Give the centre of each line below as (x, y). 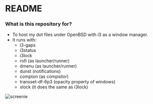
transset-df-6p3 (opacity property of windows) (68, 82)
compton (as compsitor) (44, 76)
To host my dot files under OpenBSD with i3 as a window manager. (80, 35)
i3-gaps (28, 45)
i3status (28, 50)
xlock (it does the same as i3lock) (54, 87)
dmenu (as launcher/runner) (48, 66)
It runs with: (24, 40)
